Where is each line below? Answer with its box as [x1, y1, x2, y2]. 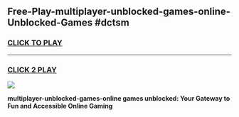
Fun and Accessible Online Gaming [7, 101, 113, 110]
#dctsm [95, 17, 129, 29]
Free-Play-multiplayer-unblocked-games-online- [7, 6, 231, 18]
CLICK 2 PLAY [7, 65, 57, 74]
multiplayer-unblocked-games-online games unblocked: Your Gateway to [7, 94, 230, 102]
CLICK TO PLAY [7, 38, 63, 48]
